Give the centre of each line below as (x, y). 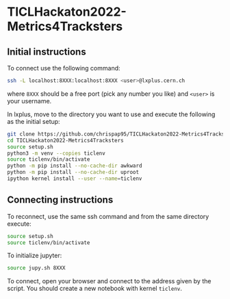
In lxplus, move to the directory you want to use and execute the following (111, 114)
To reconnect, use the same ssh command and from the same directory (108, 216)
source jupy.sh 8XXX (37, 268)
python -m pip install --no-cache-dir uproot (73, 172)
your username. (29, 101)
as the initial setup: (34, 121)
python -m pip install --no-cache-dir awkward (75, 166)
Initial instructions (47, 52)
